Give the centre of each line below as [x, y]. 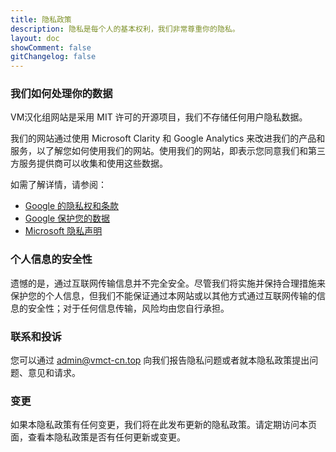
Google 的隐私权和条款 [72, 206]
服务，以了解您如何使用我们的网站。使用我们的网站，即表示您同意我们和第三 [168, 151]
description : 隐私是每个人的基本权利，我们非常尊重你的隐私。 [125, 29]
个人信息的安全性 [51, 259]
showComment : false [51, 47]
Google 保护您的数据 [67, 218]
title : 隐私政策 [41, 19]
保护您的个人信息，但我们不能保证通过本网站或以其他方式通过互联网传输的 [163, 295]
